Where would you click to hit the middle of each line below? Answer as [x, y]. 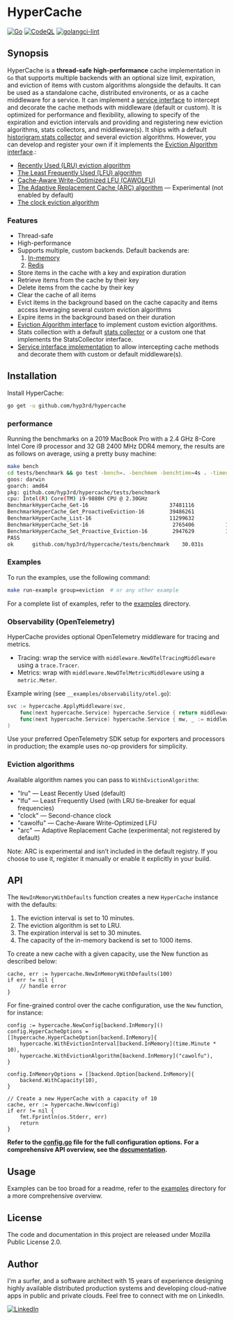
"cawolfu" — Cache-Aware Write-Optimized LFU [87, 823]
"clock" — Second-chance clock [64, 815]
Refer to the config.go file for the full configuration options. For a [103, 1142]
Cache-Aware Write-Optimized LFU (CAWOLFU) [86, 180]
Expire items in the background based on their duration [96, 317]
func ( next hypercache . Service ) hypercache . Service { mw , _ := [112, 719]
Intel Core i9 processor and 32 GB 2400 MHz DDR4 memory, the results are [116, 447]
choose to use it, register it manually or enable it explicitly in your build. [109, 858]
